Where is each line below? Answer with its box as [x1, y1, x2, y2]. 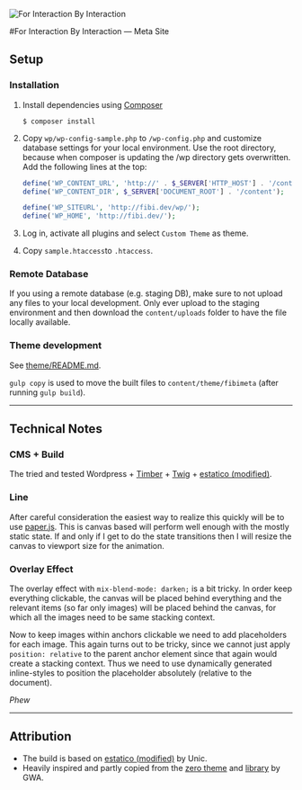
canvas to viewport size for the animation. [9, 540, 164, 551]
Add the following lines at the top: [22, 161, 147, 172]
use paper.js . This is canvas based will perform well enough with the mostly [9, 521, 289, 532]
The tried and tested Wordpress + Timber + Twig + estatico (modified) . [9, 469, 272, 480]
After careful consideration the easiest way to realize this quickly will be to [9, 511, 285, 522]
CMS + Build [9, 448, 65, 461]
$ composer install [22, 117, 96, 126]
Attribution [9, 729, 72, 744]
